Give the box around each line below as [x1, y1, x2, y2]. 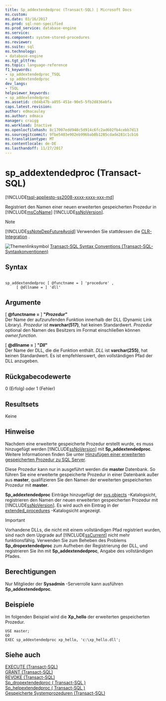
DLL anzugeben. [5, 358, 39, 364]
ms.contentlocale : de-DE [5, 141, 56, 147]
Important [5, 517, 25, 523]
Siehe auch [5, 650, 41, 659]
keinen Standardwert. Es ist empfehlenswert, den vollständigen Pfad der [5, 353, 153, 359]
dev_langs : [5, 81, 28, 86]
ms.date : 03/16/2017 [5, 16, 48, 21]
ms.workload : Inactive [5, 123, 52, 128]
